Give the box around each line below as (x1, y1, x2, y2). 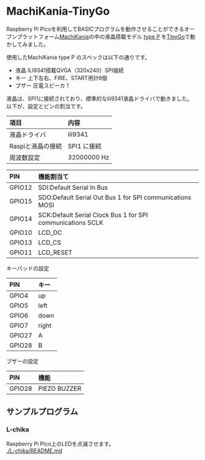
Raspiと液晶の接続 (9, 142, 62, 150)
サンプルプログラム (6, 407, 78, 417)
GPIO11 (9, 248, 32, 256)
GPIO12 (9, 183, 32, 191)
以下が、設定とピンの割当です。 (6, 102, 87, 109)
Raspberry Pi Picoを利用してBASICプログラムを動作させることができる (6, 25, 184, 32)
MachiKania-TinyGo (6, 4, 110, 18)
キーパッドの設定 (6, 264, 49, 272)
